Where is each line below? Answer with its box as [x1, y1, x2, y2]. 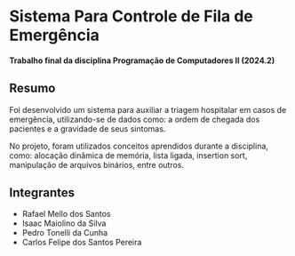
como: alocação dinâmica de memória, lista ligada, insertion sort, [9, 149, 248, 161]
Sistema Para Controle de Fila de [9, 6, 253, 27]
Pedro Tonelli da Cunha [21, 228, 108, 238]
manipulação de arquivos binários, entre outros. [9, 159, 185, 170]
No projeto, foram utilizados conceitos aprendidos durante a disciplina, [9, 140, 269, 151]
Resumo [9, 81, 56, 96]
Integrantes [9, 185, 76, 200]
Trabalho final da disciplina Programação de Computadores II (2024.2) [9, 55, 275, 66]
